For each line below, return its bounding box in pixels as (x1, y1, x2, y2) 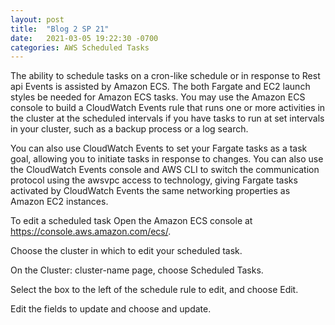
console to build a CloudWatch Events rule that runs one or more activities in (10, 102, 326, 114)
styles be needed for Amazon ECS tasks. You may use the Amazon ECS (10, 91, 306, 103)
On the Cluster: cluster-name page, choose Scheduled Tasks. (10, 264, 264, 276)
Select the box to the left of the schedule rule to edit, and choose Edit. (10, 284, 299, 296)
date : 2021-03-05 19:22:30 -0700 (10, 33, 159, 43)
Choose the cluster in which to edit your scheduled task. (10, 245, 243, 257)
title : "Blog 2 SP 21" (10, 24, 110, 34)
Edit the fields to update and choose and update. (10, 303, 212, 315)
